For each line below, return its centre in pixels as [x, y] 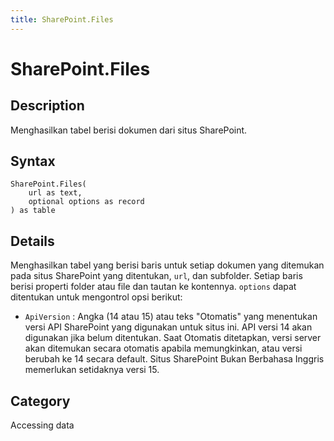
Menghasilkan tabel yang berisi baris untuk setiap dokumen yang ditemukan [167, 265]
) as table [33, 211]
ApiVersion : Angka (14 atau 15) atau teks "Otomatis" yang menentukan [171, 317]
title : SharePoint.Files [62, 19]
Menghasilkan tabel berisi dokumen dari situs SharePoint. [129, 130]
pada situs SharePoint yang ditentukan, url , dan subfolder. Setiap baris [156, 276]
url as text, [55, 193]
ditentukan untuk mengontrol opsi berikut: [96, 297]
